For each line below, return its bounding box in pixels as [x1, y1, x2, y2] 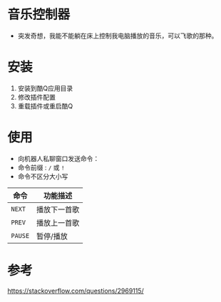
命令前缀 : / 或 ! [17, 163, 65, 172]
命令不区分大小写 [17, 172, 68, 180]
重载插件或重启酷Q [17, 101, 73, 110]
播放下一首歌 [36, 204, 80, 214]
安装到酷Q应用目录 [17, 83, 73, 93]
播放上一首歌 [36, 218, 80, 228]
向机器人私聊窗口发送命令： [17, 154, 100, 162]
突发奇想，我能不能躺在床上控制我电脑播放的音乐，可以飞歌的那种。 [17, 31, 218, 40]
